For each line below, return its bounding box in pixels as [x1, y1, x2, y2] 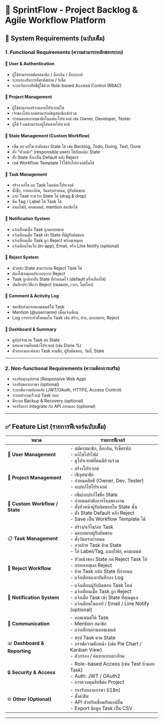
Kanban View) [70, 647, 102, 653]
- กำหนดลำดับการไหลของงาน [70, 498, 125, 504]
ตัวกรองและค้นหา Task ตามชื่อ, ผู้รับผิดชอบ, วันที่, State [12, 348, 104, 354]
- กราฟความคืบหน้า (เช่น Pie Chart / [70, 640, 142, 647]
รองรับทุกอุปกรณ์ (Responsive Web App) [12, 376, 86, 382]
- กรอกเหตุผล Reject [70, 562, 113, 569]
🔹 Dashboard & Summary [5, 326, 57, 332]
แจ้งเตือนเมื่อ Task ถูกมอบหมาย [12, 226, 64, 232]
